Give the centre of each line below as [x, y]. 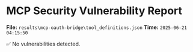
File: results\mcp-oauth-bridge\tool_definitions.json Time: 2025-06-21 [97, 27]
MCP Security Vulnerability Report [94, 11]
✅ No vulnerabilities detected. [43, 44]
